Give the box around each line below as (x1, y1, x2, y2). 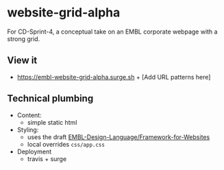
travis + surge (27, 154, 67, 162)
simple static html (27, 118, 77, 126)
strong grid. (7, 34, 40, 42)
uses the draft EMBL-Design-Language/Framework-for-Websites (27, 132, 210, 141)
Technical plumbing (7, 93, 94, 104)
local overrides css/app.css (27, 140, 105, 148)
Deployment (16, 147, 52, 156)
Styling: (16, 125, 39, 134)
